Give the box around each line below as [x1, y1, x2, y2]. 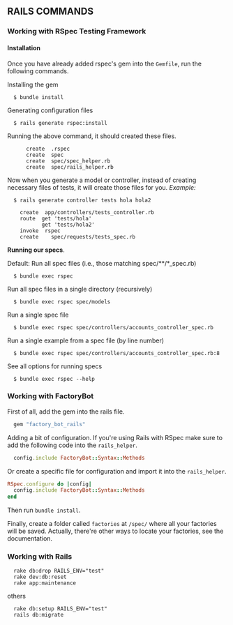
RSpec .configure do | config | [7, 481, 92, 488]
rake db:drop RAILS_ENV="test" [13, 568, 105, 575]
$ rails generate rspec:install [13, 119, 108, 126]
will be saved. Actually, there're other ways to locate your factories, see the [7, 527, 224, 536]
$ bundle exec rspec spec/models [13, 298, 111, 306]
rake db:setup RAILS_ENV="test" [13, 605, 108, 612]
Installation [7, 43, 40, 52]
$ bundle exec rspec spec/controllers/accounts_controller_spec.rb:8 [13, 349, 220, 356]
